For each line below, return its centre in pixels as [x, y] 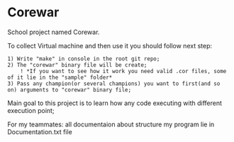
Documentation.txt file [40, 131]
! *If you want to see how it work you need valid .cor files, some [123, 71]
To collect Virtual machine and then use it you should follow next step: [110, 45]
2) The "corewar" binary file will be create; [77, 65]
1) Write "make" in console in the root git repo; [84, 59]
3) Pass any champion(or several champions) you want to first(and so [114, 83]
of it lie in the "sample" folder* [60, 77]
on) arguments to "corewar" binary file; [69, 89]
